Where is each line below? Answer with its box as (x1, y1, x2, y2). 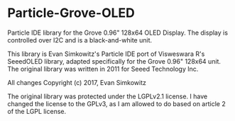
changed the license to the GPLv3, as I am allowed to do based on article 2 (7, 99, 226, 108)
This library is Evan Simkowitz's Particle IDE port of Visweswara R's (7, 50, 205, 58)
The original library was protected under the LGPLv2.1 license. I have (7, 92, 208, 100)
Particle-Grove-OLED (7, 5, 135, 21)
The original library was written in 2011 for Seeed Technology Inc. (7, 64, 199, 73)
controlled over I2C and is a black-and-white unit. (7, 35, 153, 44)
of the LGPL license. (7, 107, 67, 115)
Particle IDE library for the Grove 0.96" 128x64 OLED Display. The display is (7, 28, 229, 37)
